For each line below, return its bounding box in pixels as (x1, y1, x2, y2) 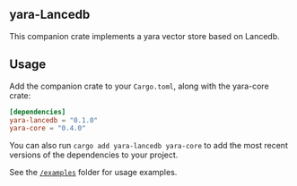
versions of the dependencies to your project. (9, 149, 179, 160)
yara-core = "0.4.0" (9, 124, 87, 133)
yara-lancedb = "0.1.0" (9, 115, 99, 124)
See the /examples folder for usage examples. (9, 167, 178, 178)
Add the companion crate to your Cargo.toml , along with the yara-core (9, 80, 269, 91)
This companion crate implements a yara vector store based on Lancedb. (9, 30, 280, 41)
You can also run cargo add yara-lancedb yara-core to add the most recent (9, 140, 289, 151)
